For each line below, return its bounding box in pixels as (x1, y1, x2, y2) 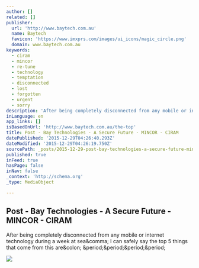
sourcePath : (6, 146, 36, 152)
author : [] (6, 8, 33, 15)
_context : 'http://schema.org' (6, 174, 84, 180)
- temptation (11, 75, 44, 80)
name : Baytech (11, 31, 46, 37)
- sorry (11, 102, 31, 108)
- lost (11, 86, 28, 92)
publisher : (6, 20, 33, 25)
